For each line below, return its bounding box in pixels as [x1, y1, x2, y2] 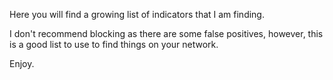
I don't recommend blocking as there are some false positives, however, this [9, 28, 324, 39]
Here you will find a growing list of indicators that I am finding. [9, 9, 265, 20]
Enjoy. [9, 58, 35, 69]
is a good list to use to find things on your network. [9, 39, 219, 50]
